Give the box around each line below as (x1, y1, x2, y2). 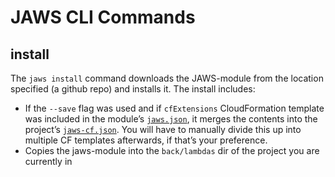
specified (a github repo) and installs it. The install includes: (10, 83, 256, 95)
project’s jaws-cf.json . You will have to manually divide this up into (24, 124, 302, 135)
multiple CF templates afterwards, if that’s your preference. (24, 134, 268, 146)
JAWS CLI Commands (10, 6, 196, 29)
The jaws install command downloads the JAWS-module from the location (10, 72, 324, 84)
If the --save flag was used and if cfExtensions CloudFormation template (24, 102, 325, 114)
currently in (24, 156, 73, 167)
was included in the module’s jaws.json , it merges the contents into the (24, 113, 318, 125)
